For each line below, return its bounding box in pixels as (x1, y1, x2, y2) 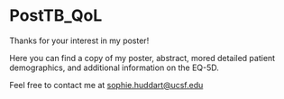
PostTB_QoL (9, 5, 103, 26)
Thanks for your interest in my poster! (9, 35, 150, 46)
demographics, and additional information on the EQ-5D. (9, 62, 219, 73)
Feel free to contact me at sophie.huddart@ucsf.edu (9, 79, 204, 90)
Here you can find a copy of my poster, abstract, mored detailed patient (9, 52, 276, 63)
